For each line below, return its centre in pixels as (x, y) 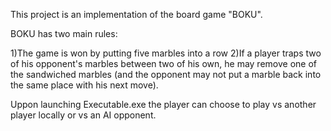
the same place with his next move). (84, 85)
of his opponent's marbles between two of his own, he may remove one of (163, 63)
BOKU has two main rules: (64, 33)
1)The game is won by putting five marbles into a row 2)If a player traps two (166, 53)
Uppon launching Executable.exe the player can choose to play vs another (163, 104)
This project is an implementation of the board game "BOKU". (136, 14)
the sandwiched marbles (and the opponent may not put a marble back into (166, 74)
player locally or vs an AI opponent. (83, 115)
